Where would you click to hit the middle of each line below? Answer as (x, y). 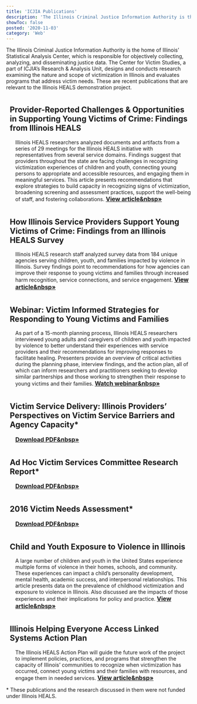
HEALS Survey (37, 240)
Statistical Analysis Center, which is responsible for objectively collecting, (95, 56)
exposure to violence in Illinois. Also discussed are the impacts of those (102, 592)
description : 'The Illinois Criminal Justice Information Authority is (95, 17)
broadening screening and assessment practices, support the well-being (103, 192)
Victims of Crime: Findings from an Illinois (88, 231)
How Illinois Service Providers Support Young (95, 221)
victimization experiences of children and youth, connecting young (96, 167)
